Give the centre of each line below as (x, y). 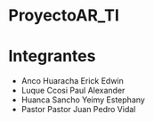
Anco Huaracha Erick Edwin (72, 81)
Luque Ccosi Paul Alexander (73, 91)
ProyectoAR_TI (64, 16)
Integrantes (52, 57)
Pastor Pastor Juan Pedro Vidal (78, 110)
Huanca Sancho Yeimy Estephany (83, 100)
